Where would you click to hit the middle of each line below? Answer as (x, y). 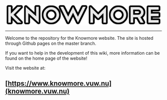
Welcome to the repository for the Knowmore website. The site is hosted (79, 38)
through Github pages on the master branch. (51, 43)
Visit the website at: (25, 68)
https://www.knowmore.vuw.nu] (60, 84)
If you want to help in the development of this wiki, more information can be (83, 53)
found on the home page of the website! (46, 58)
